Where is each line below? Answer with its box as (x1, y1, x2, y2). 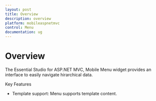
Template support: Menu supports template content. (12, 90, 117, 96)
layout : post (5, 7, 32, 12)
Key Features (5, 81, 32, 87)
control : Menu (5, 25, 34, 30)
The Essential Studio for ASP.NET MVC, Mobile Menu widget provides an (5, 67, 152, 72)
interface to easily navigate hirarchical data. (5, 71, 93, 78)
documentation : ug (5, 30, 42, 34)
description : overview (5, 16, 51, 21)
